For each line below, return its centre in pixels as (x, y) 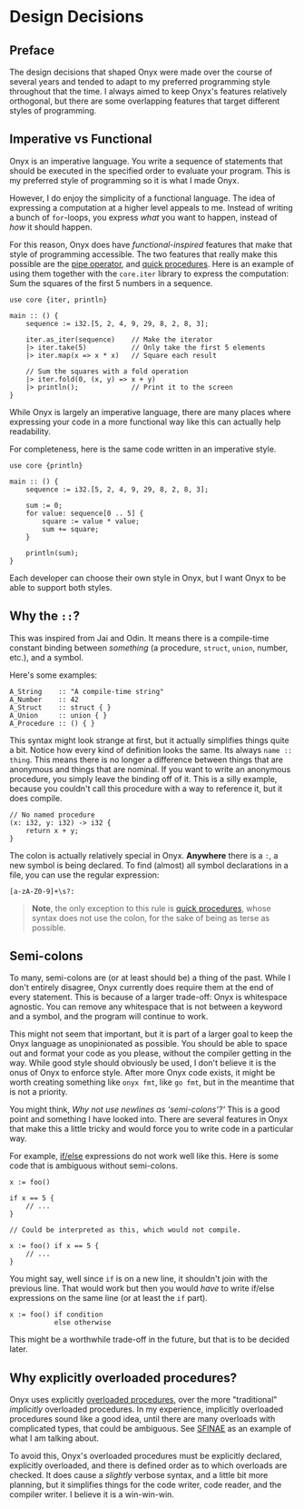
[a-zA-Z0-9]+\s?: (42, 891)
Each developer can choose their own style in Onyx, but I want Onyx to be (148, 578)
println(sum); (52, 553)
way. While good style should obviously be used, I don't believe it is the (143, 1063)
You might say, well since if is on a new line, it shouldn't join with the (138, 1279)
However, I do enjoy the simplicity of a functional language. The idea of (142, 198)
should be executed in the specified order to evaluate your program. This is (150, 171)
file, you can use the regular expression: (84, 875)
